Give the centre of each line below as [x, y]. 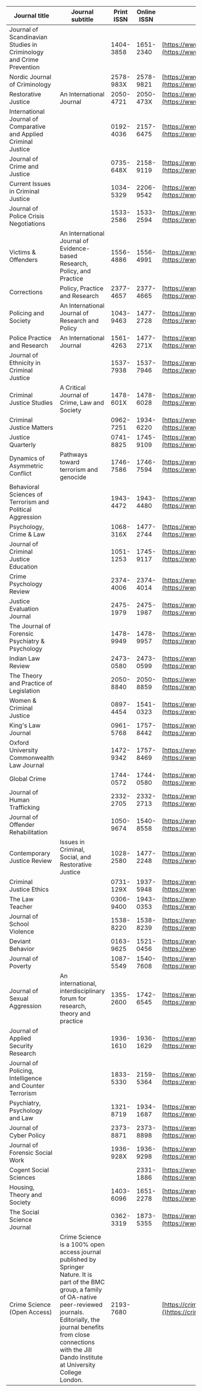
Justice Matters [31, 428]
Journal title [32, 16]
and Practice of [31, 683]
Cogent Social [29, 1170]
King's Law [25, 725]
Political [20, 509]
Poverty [20, 966]
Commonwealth [32, 758]
